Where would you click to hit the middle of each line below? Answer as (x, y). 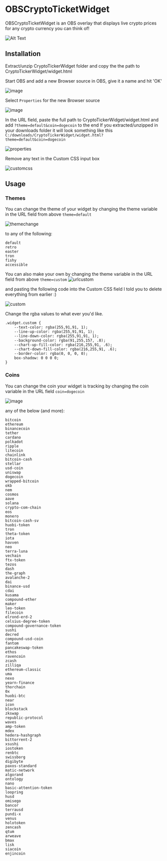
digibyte (14, 761)
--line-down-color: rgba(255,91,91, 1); (57, 336)
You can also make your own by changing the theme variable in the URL (79, 274)
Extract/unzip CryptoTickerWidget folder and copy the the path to (73, 66)
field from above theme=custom (36, 279)
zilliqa (13, 665)
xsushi (12, 744)
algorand (14, 774)
